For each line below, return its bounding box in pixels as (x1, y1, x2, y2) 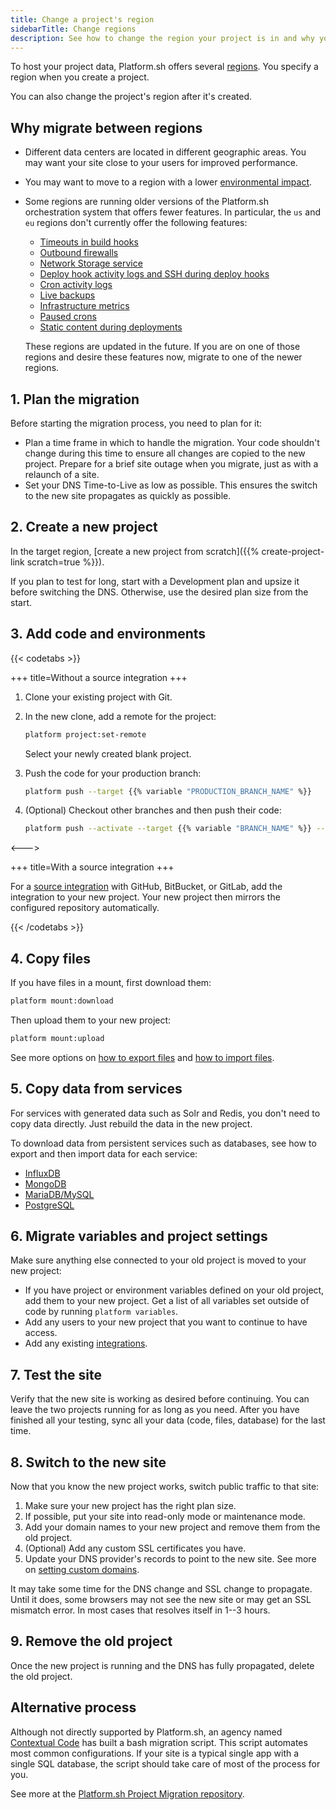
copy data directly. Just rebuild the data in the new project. (10, 1117, 253, 1130)
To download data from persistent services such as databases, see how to (10, 1137, 317, 1149)
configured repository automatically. (10, 902, 160, 914)
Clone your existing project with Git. (24, 691, 173, 703)
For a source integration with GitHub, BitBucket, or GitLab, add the (10, 881, 283, 893)
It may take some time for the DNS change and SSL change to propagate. (10, 1583, 313, 1595)
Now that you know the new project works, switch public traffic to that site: (10, 1481, 320, 1493)
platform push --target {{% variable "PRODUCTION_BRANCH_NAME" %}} (24, 786, 312, 796)
